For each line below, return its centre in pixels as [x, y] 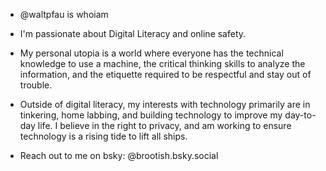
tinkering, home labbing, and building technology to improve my [151, 115]
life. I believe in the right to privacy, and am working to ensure [164, 125]
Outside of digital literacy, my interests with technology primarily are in [165, 104]
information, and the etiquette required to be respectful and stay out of [165, 74]
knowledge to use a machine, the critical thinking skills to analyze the [162, 63]
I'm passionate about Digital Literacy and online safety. [133, 33]
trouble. [36, 85]
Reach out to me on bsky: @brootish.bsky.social [119, 155]
